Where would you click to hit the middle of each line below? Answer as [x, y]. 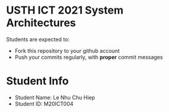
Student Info [37, 81]
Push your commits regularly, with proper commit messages [89, 57]
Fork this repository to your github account [67, 50]
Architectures [41, 23]
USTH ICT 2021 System [65, 10]
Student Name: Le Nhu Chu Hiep [55, 97]
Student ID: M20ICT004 [44, 104]
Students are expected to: [38, 39]
